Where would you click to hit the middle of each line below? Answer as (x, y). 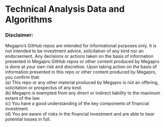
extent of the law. (23, 98)
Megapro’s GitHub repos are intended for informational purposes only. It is (81, 46)
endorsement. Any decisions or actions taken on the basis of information (79, 56)
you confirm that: (23, 77)
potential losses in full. (28, 119)
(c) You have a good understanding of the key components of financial (77, 104)
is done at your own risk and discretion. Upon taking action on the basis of (81, 67)
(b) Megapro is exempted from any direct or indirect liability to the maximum (83, 93)
